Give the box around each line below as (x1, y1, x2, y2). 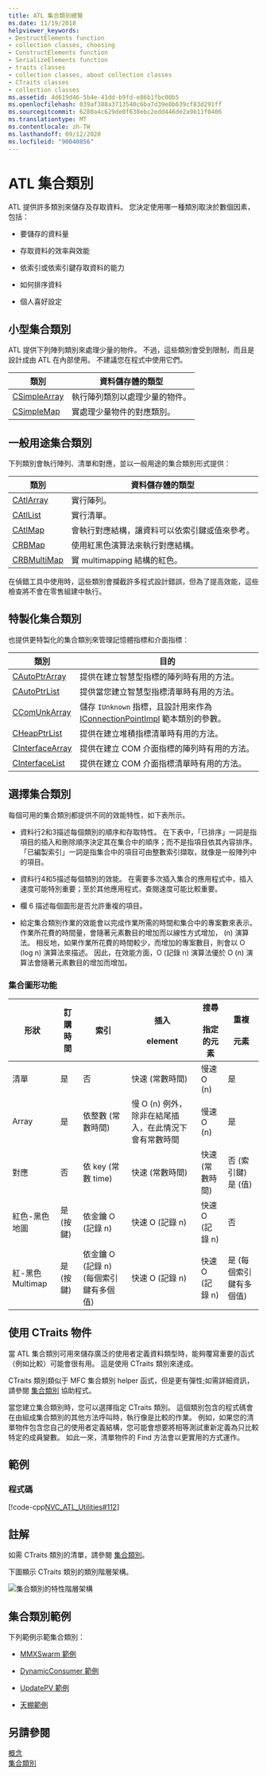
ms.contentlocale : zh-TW (8, 123, 91, 131)
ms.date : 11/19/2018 (8, 19, 77, 27)
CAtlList (12, 509, 41, 520)
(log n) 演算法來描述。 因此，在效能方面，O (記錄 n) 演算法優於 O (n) (19, 948, 245, 957)
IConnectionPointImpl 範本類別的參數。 (79, 713, 226, 724)
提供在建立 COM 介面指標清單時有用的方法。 (79, 758, 246, 769)
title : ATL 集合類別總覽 (8, 11, 83, 20)
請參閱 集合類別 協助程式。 (8, 1385, 96, 1395)
